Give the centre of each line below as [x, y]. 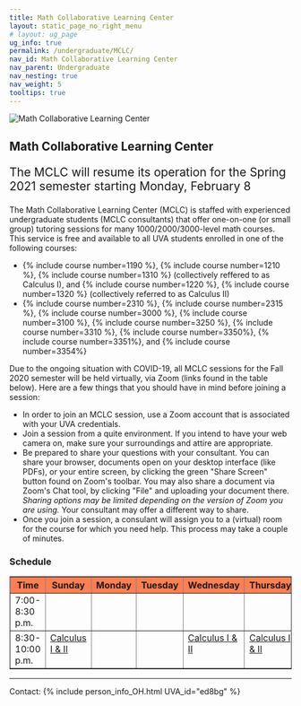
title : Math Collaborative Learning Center [92, 17]
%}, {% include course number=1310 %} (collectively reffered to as [146, 275]
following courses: [43, 248]
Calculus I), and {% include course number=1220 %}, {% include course [155, 284]
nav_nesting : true [43, 76]
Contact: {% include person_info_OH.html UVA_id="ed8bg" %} [125, 692]
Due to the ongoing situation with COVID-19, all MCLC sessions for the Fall [146, 368]
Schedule [30, 562]
